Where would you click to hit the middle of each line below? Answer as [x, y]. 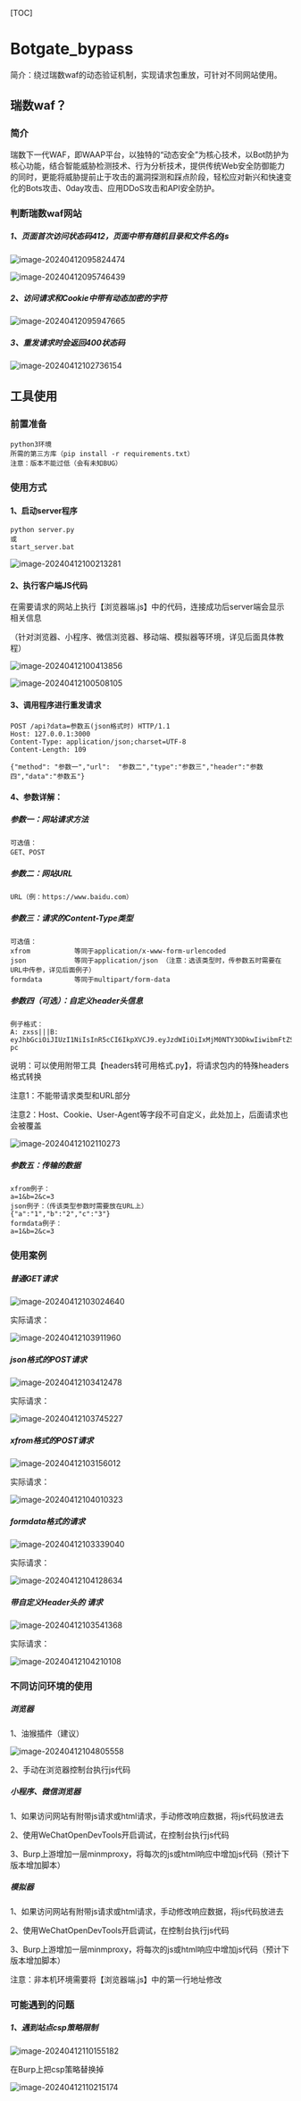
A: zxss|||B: [34, 1032]
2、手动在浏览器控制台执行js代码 [71, 1769]
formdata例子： [36, 1224]
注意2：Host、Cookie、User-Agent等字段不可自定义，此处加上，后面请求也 [149, 1114]
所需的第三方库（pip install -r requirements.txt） [102, 454]
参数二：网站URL [42, 873]
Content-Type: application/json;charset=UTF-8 [98, 742]
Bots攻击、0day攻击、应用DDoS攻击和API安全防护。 [122, 188]
